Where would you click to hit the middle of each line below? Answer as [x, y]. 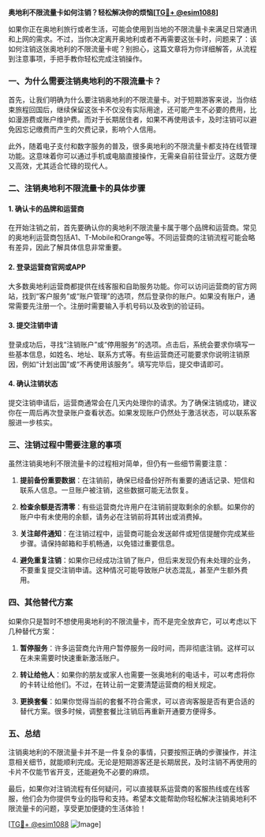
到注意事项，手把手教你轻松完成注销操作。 [77, 59]
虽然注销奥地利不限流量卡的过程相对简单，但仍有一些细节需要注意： [119, 464]
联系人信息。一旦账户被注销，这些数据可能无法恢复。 [106, 490]
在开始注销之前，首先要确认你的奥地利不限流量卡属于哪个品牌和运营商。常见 [132, 227]
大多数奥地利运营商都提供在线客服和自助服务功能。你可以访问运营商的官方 [129, 286]
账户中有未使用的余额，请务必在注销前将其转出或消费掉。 [113, 517]
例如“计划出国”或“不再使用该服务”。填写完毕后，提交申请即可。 [125, 364]
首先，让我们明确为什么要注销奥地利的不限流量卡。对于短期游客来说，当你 [129, 100]
